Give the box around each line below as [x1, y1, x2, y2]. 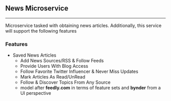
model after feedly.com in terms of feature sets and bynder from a [20, 85, 161, 91]
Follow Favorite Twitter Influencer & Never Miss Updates [20, 68, 138, 74]
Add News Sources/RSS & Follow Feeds [20, 58, 104, 64]
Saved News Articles [12, 52, 57, 58]
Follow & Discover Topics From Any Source [20, 79, 111, 86]
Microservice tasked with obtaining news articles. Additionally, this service [5, 22, 162, 29]
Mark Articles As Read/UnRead [20, 74, 85, 80]
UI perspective [20, 90, 51, 96]
